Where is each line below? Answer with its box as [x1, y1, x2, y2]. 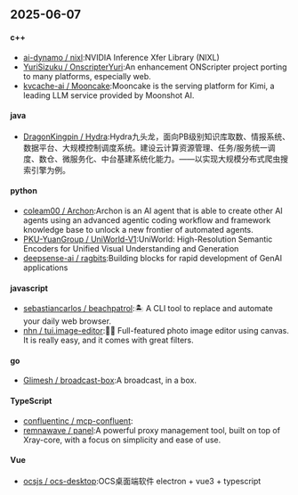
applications [22, 262, 68, 273]
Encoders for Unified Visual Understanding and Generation [22, 243, 239, 253]
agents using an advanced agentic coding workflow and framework [22, 215, 271, 226]
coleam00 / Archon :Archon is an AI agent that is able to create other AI [22, 205, 283, 216]
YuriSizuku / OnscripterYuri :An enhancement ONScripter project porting [22, 62, 287, 72]
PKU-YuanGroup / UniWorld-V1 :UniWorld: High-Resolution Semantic [22, 234, 273, 244]
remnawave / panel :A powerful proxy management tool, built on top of [22, 425, 281, 435]
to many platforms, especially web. [22, 70, 152, 81]
